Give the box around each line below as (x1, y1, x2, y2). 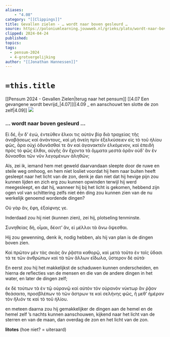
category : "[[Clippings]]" (5, 17, 62, 22)
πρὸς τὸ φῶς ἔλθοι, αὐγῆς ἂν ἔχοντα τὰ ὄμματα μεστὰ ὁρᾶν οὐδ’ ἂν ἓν (5, 147, 157, 154)
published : (5, 36, 28, 41)
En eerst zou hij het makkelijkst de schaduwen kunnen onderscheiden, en (5, 265, 159, 271)
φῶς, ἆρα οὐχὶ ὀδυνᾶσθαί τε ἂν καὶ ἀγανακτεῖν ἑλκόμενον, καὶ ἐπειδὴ (5, 142, 154, 148)
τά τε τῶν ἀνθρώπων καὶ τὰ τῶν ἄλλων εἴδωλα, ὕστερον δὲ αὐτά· (5, 255, 146, 261)
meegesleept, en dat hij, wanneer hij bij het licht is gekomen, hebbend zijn (5, 184, 160, 191)
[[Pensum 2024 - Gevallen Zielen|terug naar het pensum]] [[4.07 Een (5, 96, 149, 102)
